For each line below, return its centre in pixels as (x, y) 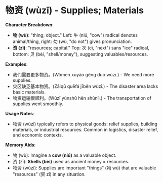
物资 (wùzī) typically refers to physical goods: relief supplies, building (85, 124)
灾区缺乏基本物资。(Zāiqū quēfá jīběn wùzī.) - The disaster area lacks (85, 86)
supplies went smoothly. (38, 104)
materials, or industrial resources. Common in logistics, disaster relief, (85, 129)
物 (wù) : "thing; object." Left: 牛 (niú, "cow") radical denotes (75, 35)
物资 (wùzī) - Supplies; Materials (75, 10)
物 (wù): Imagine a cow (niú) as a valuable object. (64, 155)
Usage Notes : (20, 113)
